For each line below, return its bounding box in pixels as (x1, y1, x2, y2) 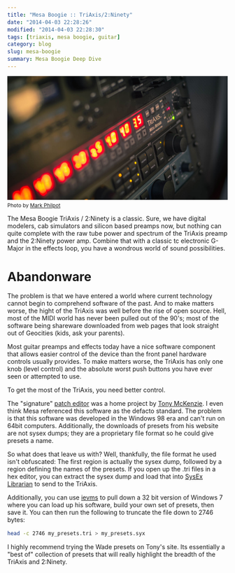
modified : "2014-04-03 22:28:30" (7, 26, 105, 33)
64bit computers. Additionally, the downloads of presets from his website (7, 422, 219, 430)
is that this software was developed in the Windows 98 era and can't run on (7, 414, 225, 423)
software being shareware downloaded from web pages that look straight (7, 322, 219, 330)
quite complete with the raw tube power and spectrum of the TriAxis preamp (7, 229, 228, 238)
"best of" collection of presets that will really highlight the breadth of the (7, 550, 215, 559)
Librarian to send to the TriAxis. (7, 480, 98, 488)
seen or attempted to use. (7, 372, 82, 381)
